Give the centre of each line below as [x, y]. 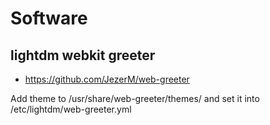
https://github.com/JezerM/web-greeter [107, 79]
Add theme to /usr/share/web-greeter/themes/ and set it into [135, 98]
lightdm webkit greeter [83, 55]
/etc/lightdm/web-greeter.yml [71, 109]
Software [49, 18]
